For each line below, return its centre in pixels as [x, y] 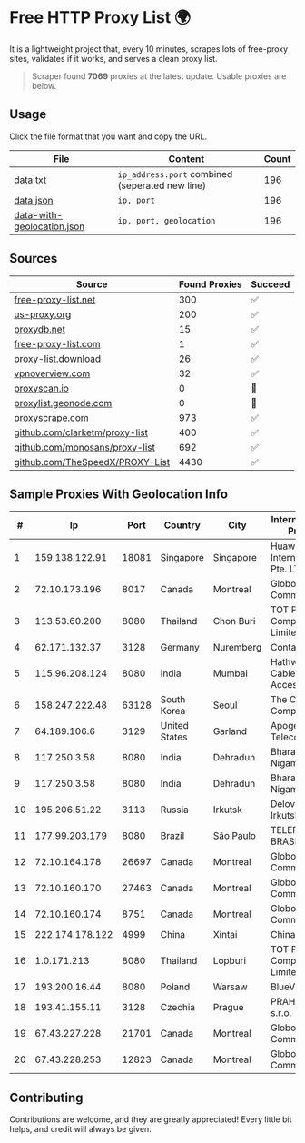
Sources [34, 258]
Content [187, 158]
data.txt [30, 180]
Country [182, 525]
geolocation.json [49, 226]
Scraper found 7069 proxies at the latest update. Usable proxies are [159, 76]
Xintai [225, 935]
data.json [34, 200]
